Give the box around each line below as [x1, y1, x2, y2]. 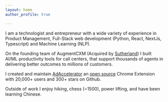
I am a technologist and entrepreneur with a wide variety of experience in [5, 30, 157, 36]
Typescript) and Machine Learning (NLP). [5, 40, 91, 46]
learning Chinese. [5, 91, 42, 97]
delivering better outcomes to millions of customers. [5, 61, 113, 67]
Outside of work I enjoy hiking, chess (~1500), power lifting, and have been [5, 85, 160, 91]
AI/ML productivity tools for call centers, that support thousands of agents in [5, 55, 163, 61]
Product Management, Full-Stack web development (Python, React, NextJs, [5, 35, 161, 41]
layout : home [5, 7, 33, 12]
